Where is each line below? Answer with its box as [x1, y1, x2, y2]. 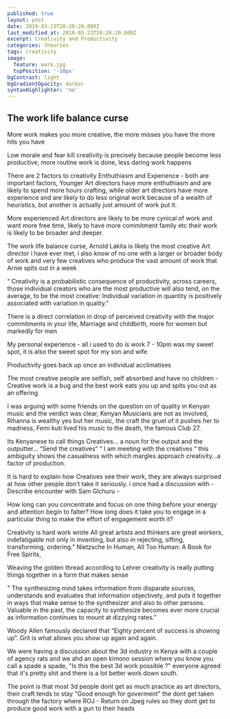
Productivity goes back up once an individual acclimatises [7, 361, 172, 369]
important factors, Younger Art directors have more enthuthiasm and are [7, 179, 211, 187]
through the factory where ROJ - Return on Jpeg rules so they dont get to [7, 696, 216, 705]
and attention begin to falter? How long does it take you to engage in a [7, 507, 206, 516]
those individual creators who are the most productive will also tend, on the [7, 284, 220, 293]
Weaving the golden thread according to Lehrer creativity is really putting [7, 563, 214, 571]
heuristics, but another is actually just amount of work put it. [7, 201, 177, 209]
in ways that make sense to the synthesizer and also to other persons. [7, 598, 205, 606]
